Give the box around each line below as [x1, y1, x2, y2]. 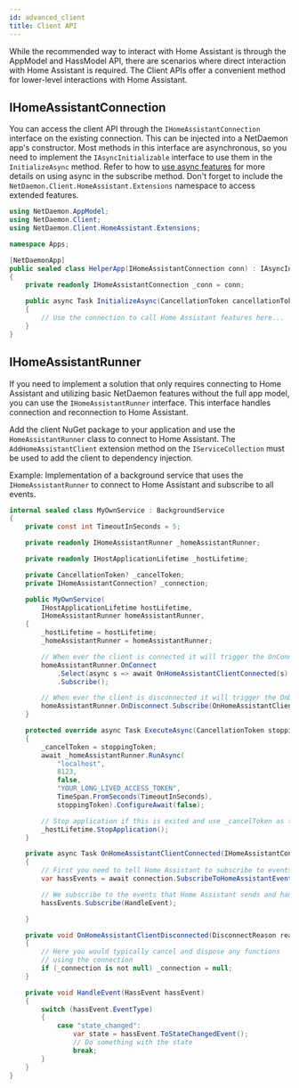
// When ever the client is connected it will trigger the [41, 652, 265, 661]
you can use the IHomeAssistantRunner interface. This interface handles [9, 397, 271, 408]
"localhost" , [56, 759, 105, 768]
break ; [72, 1046, 98, 1055]
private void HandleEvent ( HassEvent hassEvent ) [25, 988, 205, 997]
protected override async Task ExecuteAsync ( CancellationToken [25, 726, 265, 735]
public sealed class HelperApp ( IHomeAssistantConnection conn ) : [9, 264, 256, 273]
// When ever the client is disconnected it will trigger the [41, 693, 277, 702]
